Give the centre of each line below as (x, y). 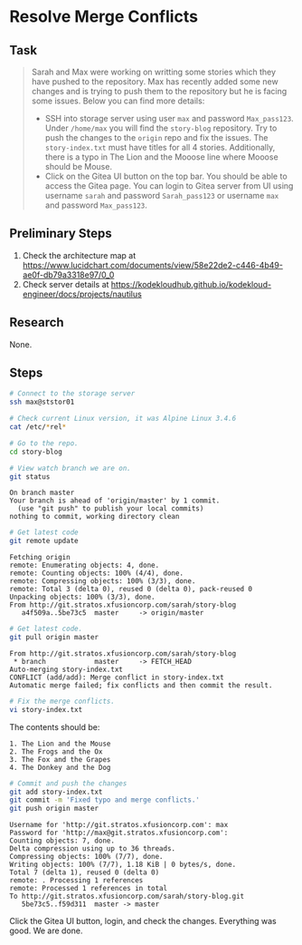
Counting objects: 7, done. (62, 841)
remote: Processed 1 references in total (89, 889)
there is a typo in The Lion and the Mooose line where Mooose (161, 157)
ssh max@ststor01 (42, 402)
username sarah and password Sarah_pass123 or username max (162, 195)
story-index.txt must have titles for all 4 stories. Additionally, (160, 147)
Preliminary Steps (61, 234)
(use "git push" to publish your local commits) (111, 509)
